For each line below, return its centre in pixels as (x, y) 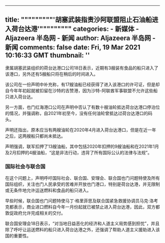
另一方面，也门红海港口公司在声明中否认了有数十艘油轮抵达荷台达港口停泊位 (82, 107)
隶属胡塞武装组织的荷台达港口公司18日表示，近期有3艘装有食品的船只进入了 (82, 68)
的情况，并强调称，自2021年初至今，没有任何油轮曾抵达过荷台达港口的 (77, 113)
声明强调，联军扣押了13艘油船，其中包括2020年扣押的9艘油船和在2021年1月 (82, 146)
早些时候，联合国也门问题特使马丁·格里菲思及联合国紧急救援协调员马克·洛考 (82, 201)
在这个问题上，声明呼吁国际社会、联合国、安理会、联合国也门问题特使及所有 (82, 178)
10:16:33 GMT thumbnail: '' (47, 55)
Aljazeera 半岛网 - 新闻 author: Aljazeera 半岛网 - (80, 38)
